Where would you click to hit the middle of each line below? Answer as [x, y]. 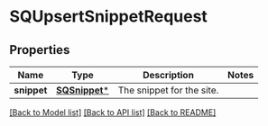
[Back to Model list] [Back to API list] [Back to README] [113, 112]
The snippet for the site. [168, 90]
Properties [40, 50]
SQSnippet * [83, 90]
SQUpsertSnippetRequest [108, 17]
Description [168, 75]
